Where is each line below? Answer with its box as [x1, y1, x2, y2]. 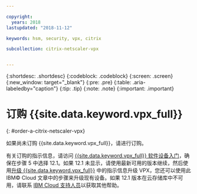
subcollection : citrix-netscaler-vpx [6, 46, 99, 52]
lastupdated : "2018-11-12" [6, 25, 73, 31]
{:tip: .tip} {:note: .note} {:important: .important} [59, 85, 174, 92]
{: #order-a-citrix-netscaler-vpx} [6, 127, 86, 134]
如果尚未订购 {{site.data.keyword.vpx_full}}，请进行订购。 [6, 140, 147, 147]
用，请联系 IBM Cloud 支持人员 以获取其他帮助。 [6, 182, 123, 189]
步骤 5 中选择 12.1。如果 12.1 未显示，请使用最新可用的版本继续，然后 [16, 160, 183, 167]
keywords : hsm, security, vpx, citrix [6, 35, 101, 41]
